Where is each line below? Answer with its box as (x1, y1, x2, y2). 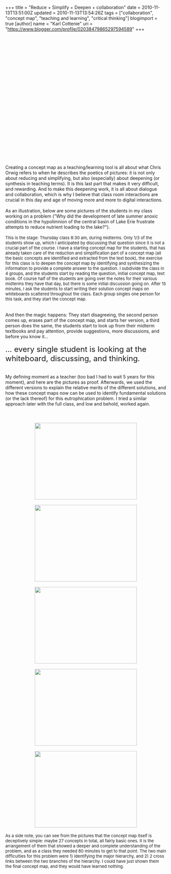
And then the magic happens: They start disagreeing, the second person (5, 312, 158, 318)
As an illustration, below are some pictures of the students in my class (5, 208, 153, 214)
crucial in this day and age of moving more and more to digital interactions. (5, 197, 163, 203)
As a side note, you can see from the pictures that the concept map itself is (5, 833, 152, 838)
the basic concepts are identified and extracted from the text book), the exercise (5, 255, 163, 261)
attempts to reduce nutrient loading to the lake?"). (5, 224, 110, 230)
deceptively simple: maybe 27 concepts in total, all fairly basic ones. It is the (5, 838, 154, 843)
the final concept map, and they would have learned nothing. (5, 863, 124, 869)
